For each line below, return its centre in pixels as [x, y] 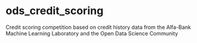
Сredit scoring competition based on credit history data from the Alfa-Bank [98, 27]
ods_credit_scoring [55, 11]
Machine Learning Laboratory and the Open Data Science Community [92, 33]
